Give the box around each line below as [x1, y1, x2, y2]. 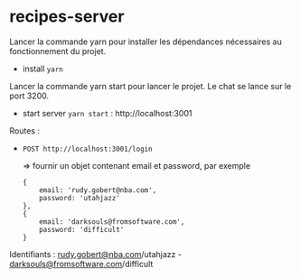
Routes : [9, 125, 41, 136]
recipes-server [9, 6, 125, 27]
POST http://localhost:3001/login [22, 144, 153, 153]
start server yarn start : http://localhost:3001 [22, 107, 192, 118]
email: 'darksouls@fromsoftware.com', [39, 217, 185, 227]
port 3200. [9, 90, 50, 101]
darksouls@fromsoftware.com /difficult [9, 258, 154, 269]
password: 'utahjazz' [39, 193, 120, 202]
